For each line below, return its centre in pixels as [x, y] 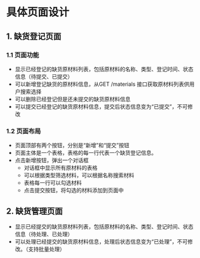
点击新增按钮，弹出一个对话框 [51, 160]
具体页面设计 [38, 12]
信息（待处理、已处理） [44, 234]
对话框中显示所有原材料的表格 [60, 168]
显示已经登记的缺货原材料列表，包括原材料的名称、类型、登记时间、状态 [104, 69]
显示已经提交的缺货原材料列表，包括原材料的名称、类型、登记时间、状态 [104, 226]
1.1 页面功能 [23, 55]
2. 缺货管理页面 [34, 211]
